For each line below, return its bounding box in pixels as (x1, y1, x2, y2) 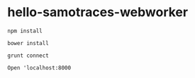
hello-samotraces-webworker (7, 4, 189, 20)
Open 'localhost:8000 (7, 64, 72, 71)
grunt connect (7, 52, 50, 59)
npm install (7, 27, 43, 34)
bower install (7, 39, 50, 46)
